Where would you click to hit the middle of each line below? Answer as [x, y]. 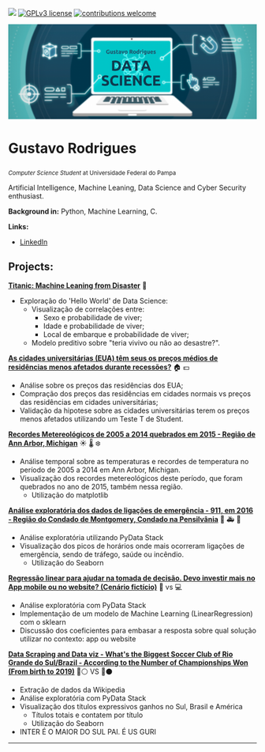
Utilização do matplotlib [70, 495]
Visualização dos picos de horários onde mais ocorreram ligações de [132, 546]
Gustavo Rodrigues [72, 148]
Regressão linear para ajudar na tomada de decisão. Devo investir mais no [132, 578]
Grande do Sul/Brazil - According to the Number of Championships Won [128, 663]
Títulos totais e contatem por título [87, 715]
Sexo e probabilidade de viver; [93, 318]
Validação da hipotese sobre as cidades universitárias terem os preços [134, 410]
